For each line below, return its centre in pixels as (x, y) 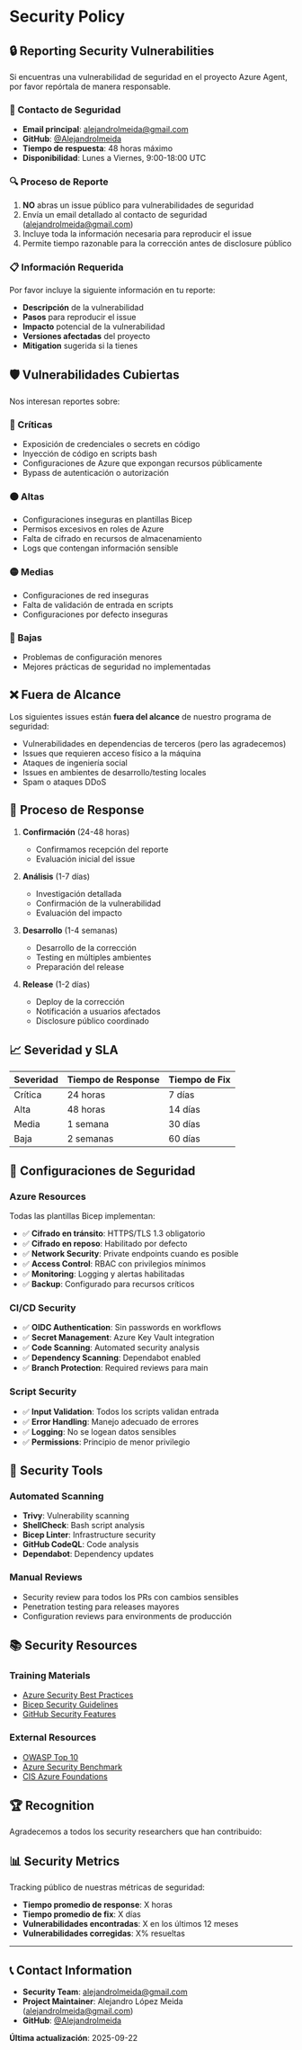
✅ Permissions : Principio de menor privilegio (106, 1442)
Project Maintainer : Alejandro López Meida (102, 2001)
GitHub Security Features (69, 1714)
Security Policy (67, 17)
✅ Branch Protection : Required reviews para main (115, 1368)
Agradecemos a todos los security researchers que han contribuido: (136, 1831)
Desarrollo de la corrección (86, 947)
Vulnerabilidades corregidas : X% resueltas (104, 1934)
